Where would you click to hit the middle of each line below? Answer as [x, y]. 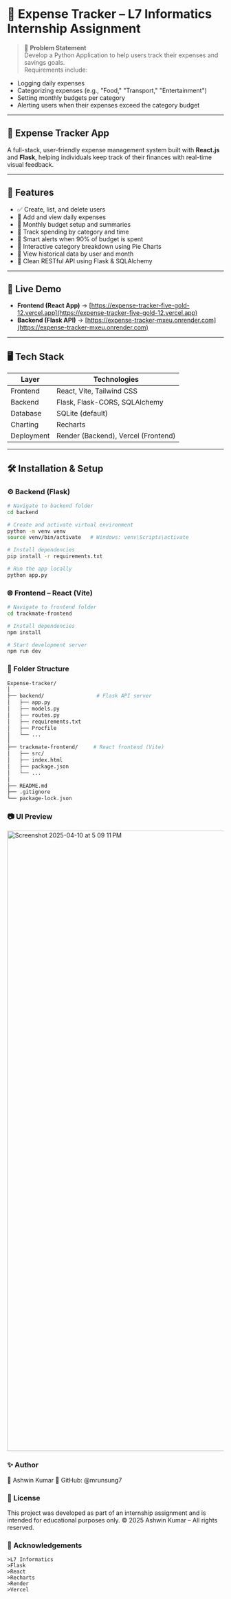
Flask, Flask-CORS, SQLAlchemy [110, 403]
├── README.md [27, 786]
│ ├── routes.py [33, 715]
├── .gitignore [29, 792]
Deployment [30, 436]
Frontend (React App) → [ [54, 305]
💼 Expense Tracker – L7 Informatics [109, 14]
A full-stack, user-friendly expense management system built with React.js [113, 150]
